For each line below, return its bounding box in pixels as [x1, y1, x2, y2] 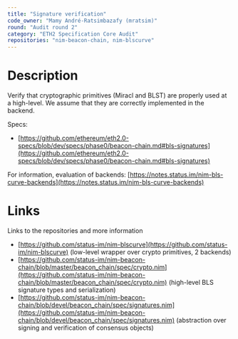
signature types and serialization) [17, 286, 116, 294]
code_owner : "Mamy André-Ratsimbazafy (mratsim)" [7, 17, 158, 24]
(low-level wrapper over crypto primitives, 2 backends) [70, 248, 232, 256]
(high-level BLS [168, 278, 214, 286]
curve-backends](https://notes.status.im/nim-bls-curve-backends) [7, 178, 205, 187]
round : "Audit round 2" [7, 24, 78, 31]
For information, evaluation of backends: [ [7, 170, 130, 179]
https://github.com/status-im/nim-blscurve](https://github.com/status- [20, 240, 228, 249]
